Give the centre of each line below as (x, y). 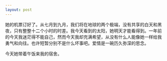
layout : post (19, 10)
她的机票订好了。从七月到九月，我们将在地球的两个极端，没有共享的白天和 (81, 24)
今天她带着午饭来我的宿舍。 (34, 54)
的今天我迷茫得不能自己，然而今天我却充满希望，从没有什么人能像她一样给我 (83, 37)
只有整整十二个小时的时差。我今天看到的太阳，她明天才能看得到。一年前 (88, 31)
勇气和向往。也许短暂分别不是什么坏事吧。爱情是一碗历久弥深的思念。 (77, 43)
